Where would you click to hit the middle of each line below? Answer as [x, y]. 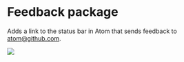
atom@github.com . [34, 38]
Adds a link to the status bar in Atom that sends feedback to [92, 31]
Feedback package [63, 12]
